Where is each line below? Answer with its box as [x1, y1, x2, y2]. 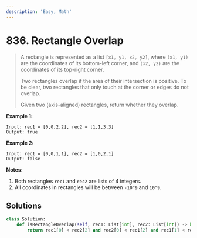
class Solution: [6, 216, 46, 222]
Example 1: [6, 112, 33, 119]
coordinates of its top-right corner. [20, 66, 104, 73]
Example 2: [6, 139, 34, 146]
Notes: [6, 166, 23, 173]
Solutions [6, 200, 42, 210]
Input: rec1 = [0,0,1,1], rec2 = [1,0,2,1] [6, 150, 114, 156]
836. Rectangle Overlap [6, 33, 124, 47]
